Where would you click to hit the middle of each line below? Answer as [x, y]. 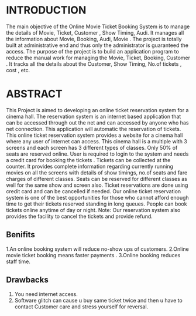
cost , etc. [18, 70]
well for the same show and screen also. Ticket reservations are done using [97, 185]
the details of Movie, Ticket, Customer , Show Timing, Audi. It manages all [95, 32]
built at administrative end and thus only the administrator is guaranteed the [97, 45]
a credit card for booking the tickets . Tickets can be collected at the [88, 160]
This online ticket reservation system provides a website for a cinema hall [94, 135]
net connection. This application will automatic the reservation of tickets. [94, 129]
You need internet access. [46, 294]
